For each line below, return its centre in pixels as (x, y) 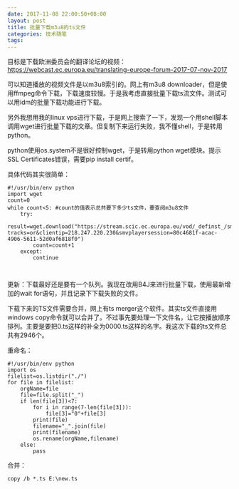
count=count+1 (54, 246)
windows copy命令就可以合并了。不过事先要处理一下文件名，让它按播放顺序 (119, 317)
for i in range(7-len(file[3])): (83, 408)
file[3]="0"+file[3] (76, 414)
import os (22, 370)
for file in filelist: (41, 383)
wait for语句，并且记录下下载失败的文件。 (81, 294)
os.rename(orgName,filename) (76, 439)
